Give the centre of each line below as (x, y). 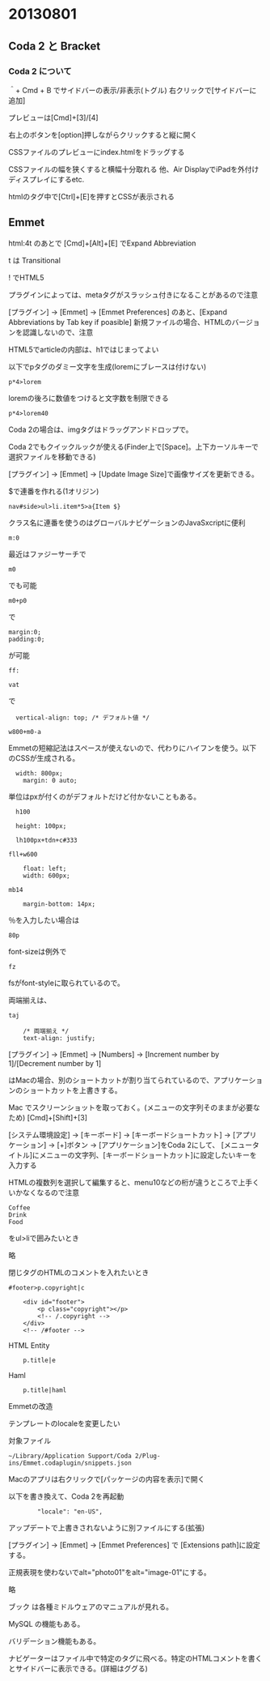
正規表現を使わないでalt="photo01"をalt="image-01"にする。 (110, 1572)
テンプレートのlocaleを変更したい (64, 1423)
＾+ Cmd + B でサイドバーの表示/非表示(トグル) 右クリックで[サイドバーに (133, 90)
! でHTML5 (26, 277)
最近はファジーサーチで (47, 554)
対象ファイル (30, 1440)
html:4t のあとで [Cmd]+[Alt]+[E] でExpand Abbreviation (102, 243)
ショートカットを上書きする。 (72, 1090)
